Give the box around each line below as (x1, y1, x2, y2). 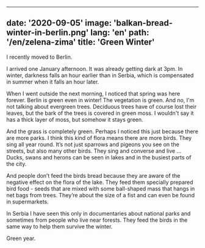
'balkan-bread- (113, 18, 173, 28)
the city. (6, 160, 27, 167)
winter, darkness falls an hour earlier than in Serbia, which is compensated (6, 71, 194, 79)
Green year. (6, 235, 36, 242)
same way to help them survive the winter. (6, 222, 113, 230)
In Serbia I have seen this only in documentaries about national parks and (6, 210, 191, 217)
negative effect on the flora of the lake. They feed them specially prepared (6, 178, 193, 186)
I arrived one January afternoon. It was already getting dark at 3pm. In (6, 65, 183, 72)
